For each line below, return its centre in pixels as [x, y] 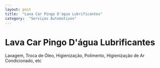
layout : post [18, 9]
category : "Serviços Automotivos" [41, 18]
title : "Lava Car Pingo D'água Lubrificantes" [54, 14]
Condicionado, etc [23, 61]
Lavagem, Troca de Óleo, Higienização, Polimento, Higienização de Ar [75, 55]
